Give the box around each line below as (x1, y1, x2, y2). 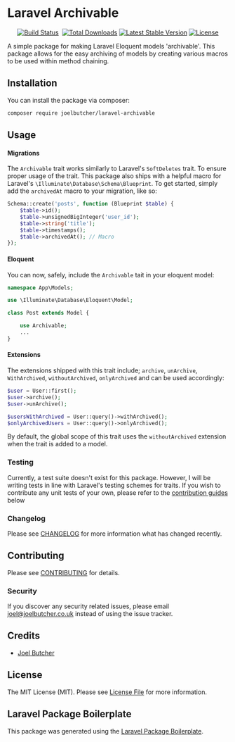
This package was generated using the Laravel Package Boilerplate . (7, 727, 204, 735)
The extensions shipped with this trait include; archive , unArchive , (7, 366, 198, 375)
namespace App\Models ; (7, 284, 74, 291)
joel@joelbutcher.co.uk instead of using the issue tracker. (7, 610, 173, 618)
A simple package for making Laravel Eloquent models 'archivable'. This (7, 42, 215, 50)
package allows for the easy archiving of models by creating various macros (7, 49, 228, 58)
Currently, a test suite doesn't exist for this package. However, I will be (7, 473, 211, 482)
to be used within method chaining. (7, 56, 109, 65)
